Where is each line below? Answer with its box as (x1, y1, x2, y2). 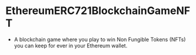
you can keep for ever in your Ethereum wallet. (14, 42, 128, 49)
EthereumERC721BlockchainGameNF (5, 4, 191, 18)
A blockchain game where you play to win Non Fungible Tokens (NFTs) (14, 36, 186, 43)
